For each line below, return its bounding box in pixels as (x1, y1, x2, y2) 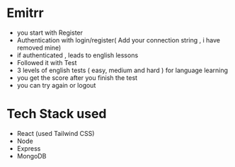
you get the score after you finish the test (16, 73, 138, 82)
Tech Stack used (6, 106, 107, 122)
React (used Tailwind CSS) (16, 129, 95, 137)
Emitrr (6, 5, 44, 21)
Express (16, 144, 41, 153)
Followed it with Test (16, 58, 77, 67)
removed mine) (16, 43, 62, 52)
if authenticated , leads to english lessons (16, 51, 139, 59)
